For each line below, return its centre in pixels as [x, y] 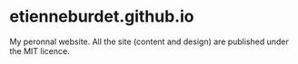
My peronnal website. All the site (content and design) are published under [149, 41]
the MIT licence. [40, 50]
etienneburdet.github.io [102, 17]
